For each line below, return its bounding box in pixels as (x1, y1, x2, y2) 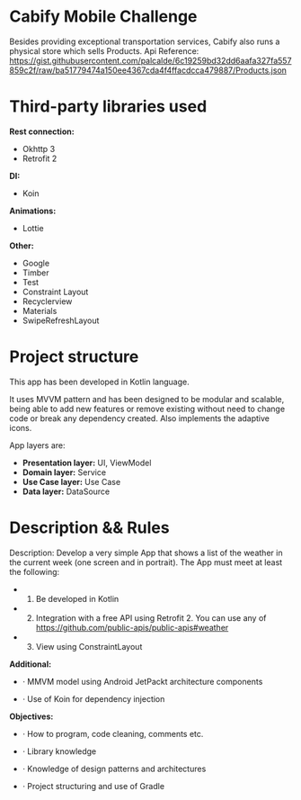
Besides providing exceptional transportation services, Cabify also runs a (9, 36, 280, 47)
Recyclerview (22, 295, 73, 307)
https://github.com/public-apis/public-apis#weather (35, 622, 229, 633)
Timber (22, 267, 49, 278)
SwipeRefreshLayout (22, 315, 100, 326)
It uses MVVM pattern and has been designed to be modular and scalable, (9, 393, 285, 404)
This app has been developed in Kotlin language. (9, 376, 190, 387)
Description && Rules (9, 517, 170, 537)
